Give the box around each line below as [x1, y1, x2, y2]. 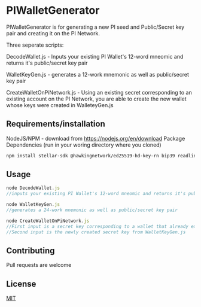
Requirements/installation [6, 119, 106, 129]
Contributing [6, 245, 55, 256]
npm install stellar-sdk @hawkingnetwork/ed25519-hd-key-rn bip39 [6, 153, 175, 159]
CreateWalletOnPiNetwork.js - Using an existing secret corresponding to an [6, 89, 193, 96]
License [6, 279, 36, 289]
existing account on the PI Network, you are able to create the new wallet [6, 95, 187, 102]
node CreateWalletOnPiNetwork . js [6, 218, 90, 224]
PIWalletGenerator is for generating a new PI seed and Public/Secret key [6, 23, 185, 31]
